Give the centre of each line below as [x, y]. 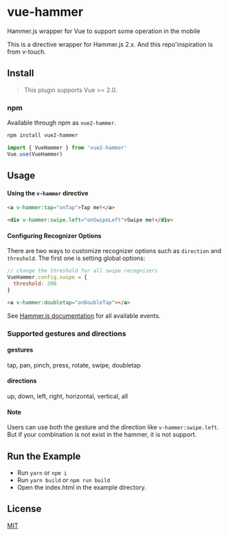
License [24, 509]
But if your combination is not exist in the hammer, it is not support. [102, 435]
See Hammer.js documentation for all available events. [84, 315]
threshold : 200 [35, 283]
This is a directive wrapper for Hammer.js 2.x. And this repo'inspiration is [110, 44]
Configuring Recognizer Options [54, 235]
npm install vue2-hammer [43, 136]
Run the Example [44, 456]
